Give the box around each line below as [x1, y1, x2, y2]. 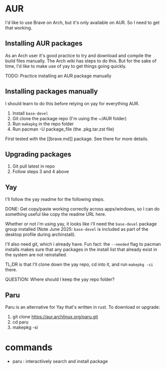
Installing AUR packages [5, 39, 83, 48]
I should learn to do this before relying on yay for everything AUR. [5, 100, 140, 106]
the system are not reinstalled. [5, 252, 67, 258]
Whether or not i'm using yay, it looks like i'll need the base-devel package [5, 221, 157, 227]
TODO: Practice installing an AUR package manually [5, 73, 112, 79]
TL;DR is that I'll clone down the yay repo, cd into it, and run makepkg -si [5, 261, 153, 267]
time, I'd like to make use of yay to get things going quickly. [5, 63, 127, 69]
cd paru [12, 319, 29, 325]
